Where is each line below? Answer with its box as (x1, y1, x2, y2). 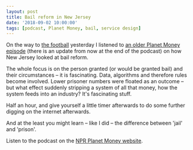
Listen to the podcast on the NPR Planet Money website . (6, 137, 143, 145)
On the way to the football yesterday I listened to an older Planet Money (6, 41, 181, 48)
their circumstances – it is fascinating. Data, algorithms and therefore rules (6, 71, 187, 79)
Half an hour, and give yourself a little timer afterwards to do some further (6, 102, 185, 109)
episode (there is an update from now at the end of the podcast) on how (6, 48, 182, 55)
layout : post (6, 8, 38, 15)
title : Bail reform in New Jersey (6, 14, 91, 20)
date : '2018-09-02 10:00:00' (6, 19, 78, 25)
